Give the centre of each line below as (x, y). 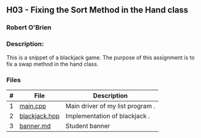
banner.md (35, 126)
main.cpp (33, 105)
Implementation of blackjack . (108, 116)
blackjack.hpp (39, 116)
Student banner (88, 126)
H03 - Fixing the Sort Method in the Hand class (97, 10)
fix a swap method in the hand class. (53, 64)
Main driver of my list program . (111, 105)
